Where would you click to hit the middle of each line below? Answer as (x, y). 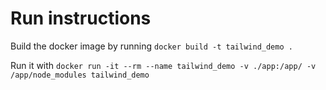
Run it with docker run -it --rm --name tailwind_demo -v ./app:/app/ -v (163, 65)
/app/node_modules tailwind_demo (80, 75)
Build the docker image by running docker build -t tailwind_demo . (151, 46)
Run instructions (81, 18)
